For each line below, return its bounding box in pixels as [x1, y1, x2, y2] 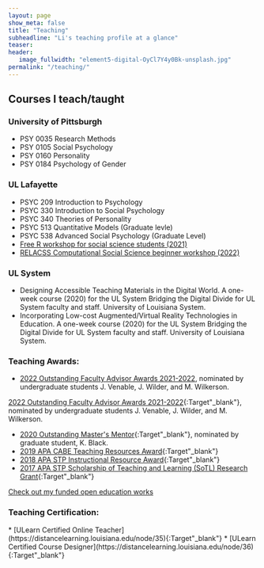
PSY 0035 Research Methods [19, 134, 116, 143]
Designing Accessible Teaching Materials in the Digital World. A [19, 286, 227, 295]
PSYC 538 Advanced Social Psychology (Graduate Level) [19, 231, 207, 240]
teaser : [8, 41, 34, 49]
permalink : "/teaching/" [8, 63, 90, 71]
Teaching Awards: [8, 356, 80, 367]
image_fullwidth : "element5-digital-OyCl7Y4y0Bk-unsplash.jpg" [18, 56, 232, 64]
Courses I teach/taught [8, 93, 125, 106]
